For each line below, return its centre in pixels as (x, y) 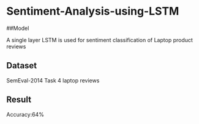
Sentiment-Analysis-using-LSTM (93, 11)
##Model (18, 28)
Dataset (22, 66)
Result (19, 100)
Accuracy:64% (25, 114)
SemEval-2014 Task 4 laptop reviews (53, 80)
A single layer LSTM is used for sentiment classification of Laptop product (99, 40)
